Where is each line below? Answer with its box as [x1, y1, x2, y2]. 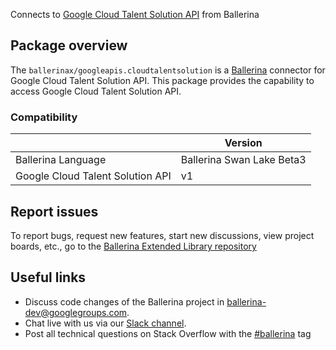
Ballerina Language [15, 153, 107, 167]
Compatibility [10, 110, 78, 124]
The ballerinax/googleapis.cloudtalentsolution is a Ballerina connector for [10, 64, 326, 76]
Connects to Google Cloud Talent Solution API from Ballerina [10, 9, 260, 20]
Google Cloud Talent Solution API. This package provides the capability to [10, 74, 315, 86]
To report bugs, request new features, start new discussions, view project [10, 229, 315, 241]
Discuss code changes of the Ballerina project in [24, 295, 225, 308]
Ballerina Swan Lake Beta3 [180, 153, 307, 167]
